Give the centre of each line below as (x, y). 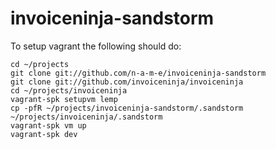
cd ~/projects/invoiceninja (69, 90)
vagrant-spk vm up (48, 125)
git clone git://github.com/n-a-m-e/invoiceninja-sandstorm (138, 73)
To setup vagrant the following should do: (96, 46)
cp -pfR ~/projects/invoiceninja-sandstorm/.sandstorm (127, 108)
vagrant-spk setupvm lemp (64, 99)
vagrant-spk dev (44, 134)
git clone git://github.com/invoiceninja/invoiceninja (127, 82)
